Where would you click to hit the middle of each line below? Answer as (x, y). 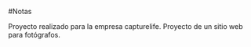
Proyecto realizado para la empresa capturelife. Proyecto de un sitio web (125, 26)
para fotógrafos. (34, 35)
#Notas (20, 11)
